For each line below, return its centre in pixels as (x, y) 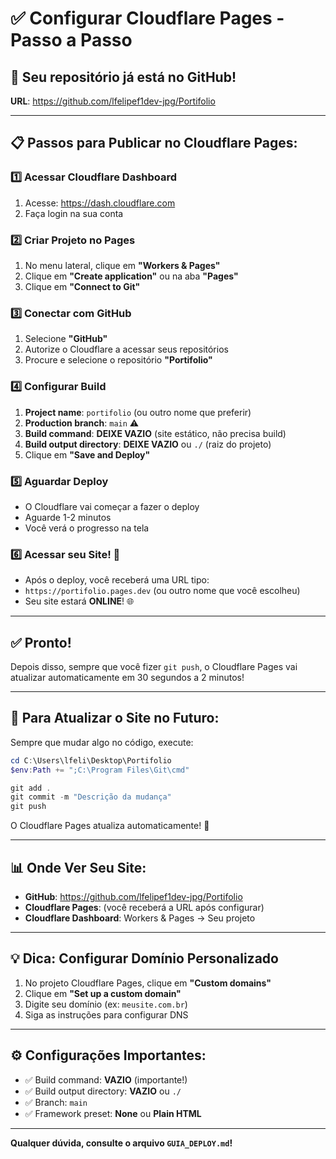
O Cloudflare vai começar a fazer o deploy (112, 506)
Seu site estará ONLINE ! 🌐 (79, 601)
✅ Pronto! (41, 642)
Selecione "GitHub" (66, 339)
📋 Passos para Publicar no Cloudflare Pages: (154, 143)
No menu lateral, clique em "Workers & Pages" (122, 265)
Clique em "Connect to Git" (82, 286)
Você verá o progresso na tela (87, 528)
